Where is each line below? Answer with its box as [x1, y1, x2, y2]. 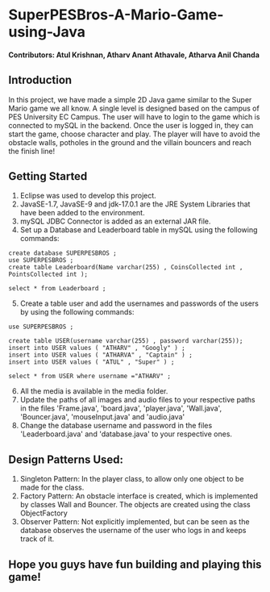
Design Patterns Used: [8, 452, 123, 466]
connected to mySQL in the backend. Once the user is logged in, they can [8, 120, 254, 130]
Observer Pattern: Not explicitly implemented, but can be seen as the [19, 517, 250, 527]
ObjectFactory [19, 508, 69, 518]
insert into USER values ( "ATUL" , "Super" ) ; [8, 358, 175, 366]
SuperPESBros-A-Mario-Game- [8, 6, 224, 24]
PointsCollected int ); [8, 270, 89, 279]
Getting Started [8, 169, 88, 183]
